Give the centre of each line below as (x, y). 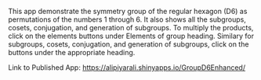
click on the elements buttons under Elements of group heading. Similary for (131, 36)
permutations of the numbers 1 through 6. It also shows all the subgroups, (127, 19)
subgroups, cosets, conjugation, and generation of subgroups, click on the (129, 44)
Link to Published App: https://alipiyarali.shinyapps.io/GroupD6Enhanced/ (127, 68)
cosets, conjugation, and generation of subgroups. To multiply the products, (131, 28)
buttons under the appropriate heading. (72, 52)
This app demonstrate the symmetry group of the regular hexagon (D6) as (128, 11)
